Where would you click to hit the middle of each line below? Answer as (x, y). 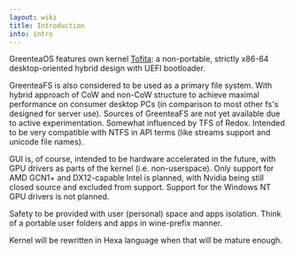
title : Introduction (47, 26)
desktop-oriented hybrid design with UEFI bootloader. (107, 68)
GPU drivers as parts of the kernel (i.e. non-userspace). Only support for (142, 168)
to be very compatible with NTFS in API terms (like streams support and (140, 133)
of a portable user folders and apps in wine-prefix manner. (116, 223)
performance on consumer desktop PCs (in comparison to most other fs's (144, 104)
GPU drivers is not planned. (59, 196)
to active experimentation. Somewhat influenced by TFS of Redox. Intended (147, 123)
